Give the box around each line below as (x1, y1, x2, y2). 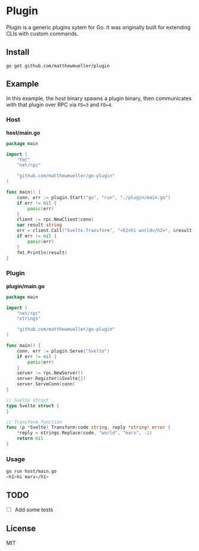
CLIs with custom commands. (6, 30, 79, 37)
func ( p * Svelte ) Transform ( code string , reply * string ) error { (6, 424, 171, 430)
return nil (17, 436, 44, 442)
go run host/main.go (6, 469, 57, 475)
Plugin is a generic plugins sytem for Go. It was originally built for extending (6, 24, 191, 31)
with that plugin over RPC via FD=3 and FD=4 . (6, 101, 113, 108)
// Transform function (6, 419, 62, 425)
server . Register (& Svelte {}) (17, 376, 86, 382)
